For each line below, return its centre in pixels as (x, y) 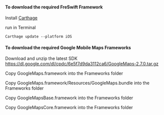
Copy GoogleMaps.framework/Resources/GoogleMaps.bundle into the (78, 83)
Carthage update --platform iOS (39, 37)
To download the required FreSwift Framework (54, 7)
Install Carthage (21, 18)
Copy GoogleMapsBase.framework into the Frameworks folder (69, 98)
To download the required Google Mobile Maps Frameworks (68, 48)
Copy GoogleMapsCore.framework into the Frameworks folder (69, 108)
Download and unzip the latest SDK (41, 58)
